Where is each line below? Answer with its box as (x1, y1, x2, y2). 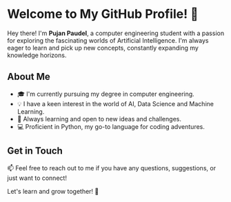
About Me (7, 71, 50, 83)
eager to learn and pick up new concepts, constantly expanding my (7, 43, 199, 52)
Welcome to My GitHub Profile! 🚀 (7, 6, 199, 22)
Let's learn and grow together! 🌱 (7, 187, 99, 195)
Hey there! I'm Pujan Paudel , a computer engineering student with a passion (7, 29, 225, 37)
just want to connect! (7, 174, 68, 182)
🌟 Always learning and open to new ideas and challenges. (17, 114, 181, 123)
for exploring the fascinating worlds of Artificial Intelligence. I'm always (7, 36, 209, 44)
